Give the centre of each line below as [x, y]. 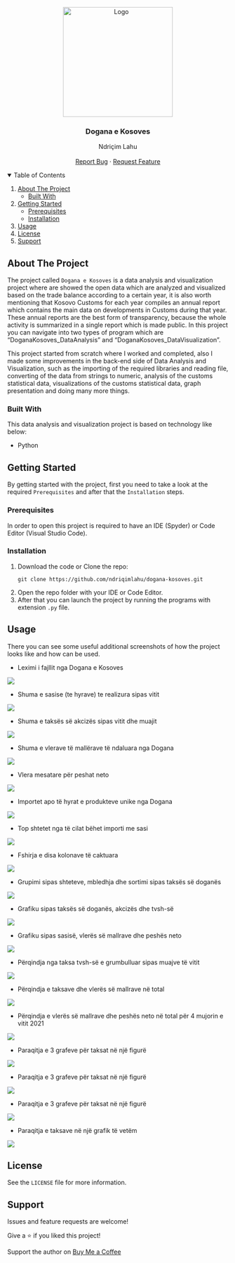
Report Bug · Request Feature [118, 162]
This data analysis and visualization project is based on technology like [110, 425]
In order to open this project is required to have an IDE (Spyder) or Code [111, 525]
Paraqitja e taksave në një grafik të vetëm [77, 1130]
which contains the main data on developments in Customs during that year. [117, 310]
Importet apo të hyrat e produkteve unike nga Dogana [95, 801]
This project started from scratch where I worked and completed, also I [110, 354]
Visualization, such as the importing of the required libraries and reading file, [118, 368]
